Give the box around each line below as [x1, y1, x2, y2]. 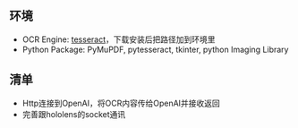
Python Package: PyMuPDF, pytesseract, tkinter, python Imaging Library [21, 44, 289, 55]
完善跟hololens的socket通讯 [21, 108, 126, 119]
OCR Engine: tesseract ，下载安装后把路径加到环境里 [21, 34, 217, 45]
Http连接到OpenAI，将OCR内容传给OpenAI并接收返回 [21, 98, 221, 108]
